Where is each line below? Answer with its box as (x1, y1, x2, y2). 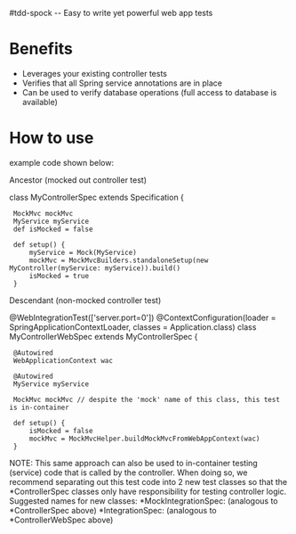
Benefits (9, 39, 74, 59)
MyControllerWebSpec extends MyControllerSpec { (9, 331, 198, 341)
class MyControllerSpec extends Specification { (9, 192, 185, 202)
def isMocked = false (12, 225, 93, 234)
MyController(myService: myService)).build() (9, 263, 180, 273)
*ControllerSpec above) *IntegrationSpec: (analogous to (9, 505, 218, 515)
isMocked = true (28, 271, 90, 280)
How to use (9, 128, 94, 148)
